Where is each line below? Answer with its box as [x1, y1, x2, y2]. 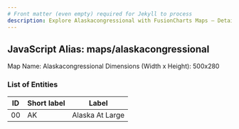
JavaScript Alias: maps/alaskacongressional [7, 43, 210, 55]
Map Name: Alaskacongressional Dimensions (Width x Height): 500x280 [7, 62, 220, 71]
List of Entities [7, 79, 58, 89]
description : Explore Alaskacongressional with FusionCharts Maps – [7, 17, 215, 24]
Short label [27, 98, 65, 108]
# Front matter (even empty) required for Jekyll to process [7, 10, 193, 18]
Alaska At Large [72, 110, 125, 120]
